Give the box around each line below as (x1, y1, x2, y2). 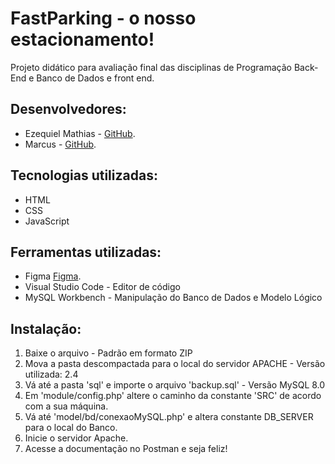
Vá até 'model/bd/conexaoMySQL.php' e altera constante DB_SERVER (24, 411, 314, 423)
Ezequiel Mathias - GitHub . (24, 127, 136, 139)
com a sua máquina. (24, 400, 109, 412)
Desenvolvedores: (10, 101, 127, 118)
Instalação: (10, 320, 82, 337)
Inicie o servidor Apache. (24, 432, 129, 444)
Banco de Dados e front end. (36, 72, 155, 84)
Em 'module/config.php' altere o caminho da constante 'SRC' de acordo (24, 390, 322, 402)
